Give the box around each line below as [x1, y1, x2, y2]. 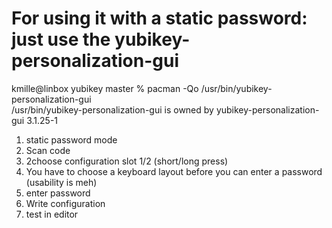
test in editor [25, 208, 79, 220]
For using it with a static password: [11, 7, 308, 30]
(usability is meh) [25, 176, 98, 188]
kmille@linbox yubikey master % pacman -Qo [11, 82, 199, 94]
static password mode [25, 133, 118, 146]
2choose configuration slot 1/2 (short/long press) [25, 155, 229, 167]
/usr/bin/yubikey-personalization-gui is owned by [11, 103, 214, 116]
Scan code [25, 144, 71, 156]
